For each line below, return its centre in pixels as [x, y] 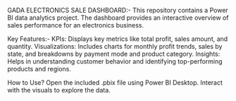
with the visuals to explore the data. [59, 90]
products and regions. [39, 69]
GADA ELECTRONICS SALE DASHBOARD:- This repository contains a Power [118, 10]
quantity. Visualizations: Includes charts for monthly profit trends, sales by [115, 46]
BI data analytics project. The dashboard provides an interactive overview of [118, 18]
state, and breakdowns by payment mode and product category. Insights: [114, 54]
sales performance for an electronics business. [76, 25]
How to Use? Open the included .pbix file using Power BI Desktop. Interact [115, 83]
